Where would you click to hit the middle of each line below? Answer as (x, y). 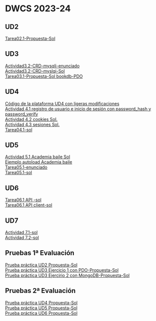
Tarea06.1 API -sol (23, 200)
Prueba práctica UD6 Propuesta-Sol (41, 313)
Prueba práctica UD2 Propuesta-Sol (41, 265)
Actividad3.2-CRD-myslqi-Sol (35, 71)
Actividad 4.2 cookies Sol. (31, 119)
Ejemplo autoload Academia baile (39, 162)
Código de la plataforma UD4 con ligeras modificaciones (62, 103)
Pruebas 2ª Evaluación (40, 291)
